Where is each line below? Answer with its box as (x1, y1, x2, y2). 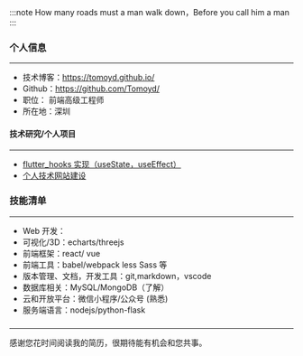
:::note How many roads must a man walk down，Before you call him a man (9, 7, 290, 17)
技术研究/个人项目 (9, 128, 77, 139)
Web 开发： (22, 225, 66, 236)
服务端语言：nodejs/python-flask (22, 304, 146, 315)
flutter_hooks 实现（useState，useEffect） (22, 158, 182, 169)
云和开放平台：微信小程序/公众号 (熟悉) (22, 293, 169, 304)
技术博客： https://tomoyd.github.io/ (22, 72, 155, 83)
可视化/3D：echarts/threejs (22, 237, 124, 248)
